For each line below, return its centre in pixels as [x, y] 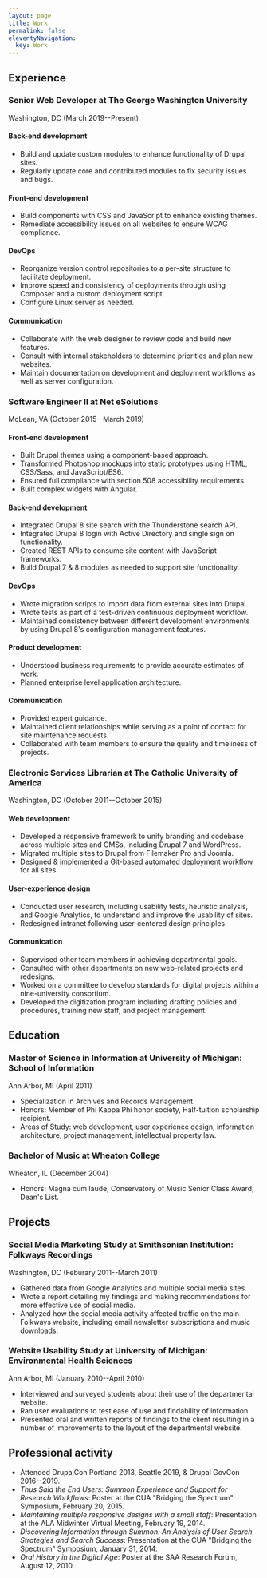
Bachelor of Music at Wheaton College [84, 1155]
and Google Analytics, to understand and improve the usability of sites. [136, 915]
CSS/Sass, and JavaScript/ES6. [71, 472]
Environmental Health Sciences [71, 1361]
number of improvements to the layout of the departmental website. [131, 1428]
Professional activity [61, 1453]
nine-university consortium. [65, 993]
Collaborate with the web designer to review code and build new [126, 338]
